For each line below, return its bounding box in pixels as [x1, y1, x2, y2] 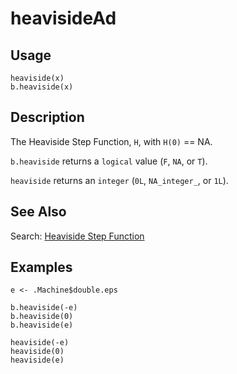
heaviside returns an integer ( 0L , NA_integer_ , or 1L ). [10, 174, 229, 186]
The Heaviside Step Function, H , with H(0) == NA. [10, 135, 213, 147]
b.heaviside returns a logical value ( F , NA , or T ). [10, 155, 208, 167]
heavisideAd [10, 7, 117, 30]
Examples [10, 259, 73, 276]
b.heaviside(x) [10, 82, 74, 92]
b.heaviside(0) [10, 312, 74, 322]
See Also [10, 203, 67, 221]
